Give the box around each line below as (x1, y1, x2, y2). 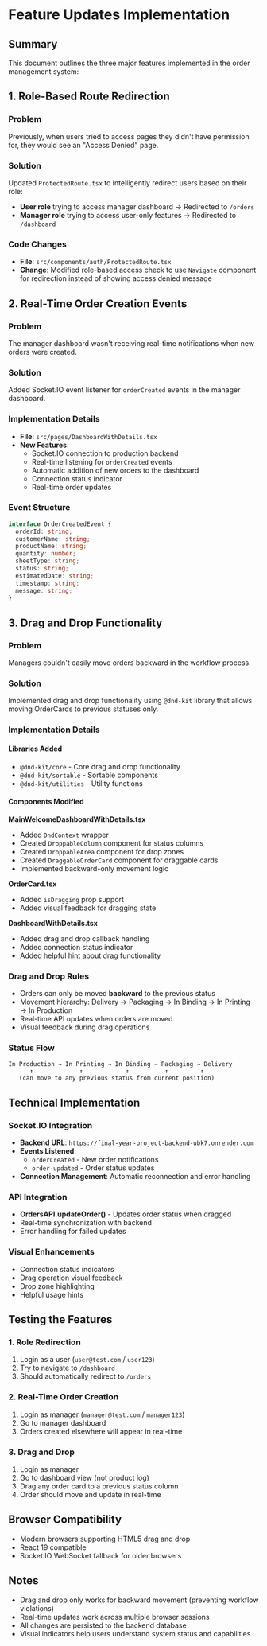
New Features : (19, 440, 69, 449)
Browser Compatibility (8, 1513, 122, 1527)
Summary (8, 37, 58, 51)
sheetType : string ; (15, 557, 80, 566)
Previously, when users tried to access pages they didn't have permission (8, 131, 250, 141)
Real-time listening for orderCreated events (31, 457, 172, 466)
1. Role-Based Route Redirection (8, 90, 171, 103)
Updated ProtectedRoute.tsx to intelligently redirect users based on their (8, 177, 247, 188)
